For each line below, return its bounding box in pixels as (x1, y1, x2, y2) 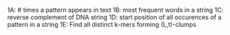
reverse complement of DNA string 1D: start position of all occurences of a (7, 13, 222, 21)
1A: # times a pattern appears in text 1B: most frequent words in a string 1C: (7, 6, 224, 14)
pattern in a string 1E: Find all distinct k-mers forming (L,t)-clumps (7, 21, 197, 28)
